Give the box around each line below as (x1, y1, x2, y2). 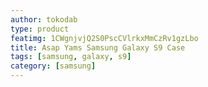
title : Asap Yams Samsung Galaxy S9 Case (10, 42, 186, 53)
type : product (10, 24, 70, 34)
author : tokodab (10, 14, 78, 25)
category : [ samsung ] (10, 61, 97, 71)
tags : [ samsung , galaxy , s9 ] (10, 52, 132, 62)
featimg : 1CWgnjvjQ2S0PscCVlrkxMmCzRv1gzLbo (10, 33, 199, 43)
